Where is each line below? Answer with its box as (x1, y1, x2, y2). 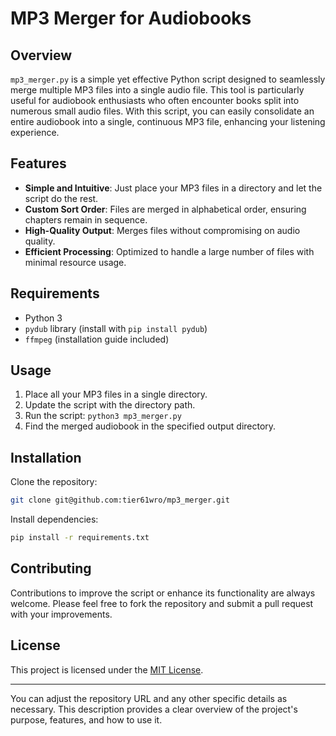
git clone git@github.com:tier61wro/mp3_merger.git (10, 495, 230, 506)
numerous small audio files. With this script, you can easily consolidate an (10, 105, 315, 117)
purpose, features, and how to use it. (10, 713, 163, 726)
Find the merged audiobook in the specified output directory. (24, 420, 277, 432)
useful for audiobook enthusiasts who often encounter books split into (10, 95, 300, 106)
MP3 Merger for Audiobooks (10, 7, 252, 30)
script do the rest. (24, 192, 99, 204)
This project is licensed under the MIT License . (10, 663, 204, 676)
